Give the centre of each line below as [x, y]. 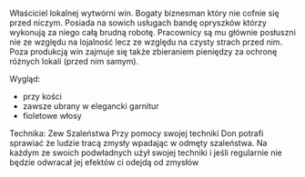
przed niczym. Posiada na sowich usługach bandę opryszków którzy [138, 23]
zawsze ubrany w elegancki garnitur [91, 106]
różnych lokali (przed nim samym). [74, 61]
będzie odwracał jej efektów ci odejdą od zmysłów [104, 162]
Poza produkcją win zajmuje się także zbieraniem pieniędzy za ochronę [143, 52]
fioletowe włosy [52, 116]
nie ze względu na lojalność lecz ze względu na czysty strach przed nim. [146, 42]
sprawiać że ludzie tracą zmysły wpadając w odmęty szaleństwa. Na [138, 143]
